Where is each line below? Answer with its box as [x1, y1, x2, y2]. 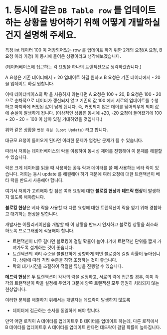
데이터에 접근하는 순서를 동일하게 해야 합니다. [12, 307, 101, 313]
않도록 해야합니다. [10, 194, 45, 200]
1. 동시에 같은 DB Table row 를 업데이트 [5, 4, 156, 16]
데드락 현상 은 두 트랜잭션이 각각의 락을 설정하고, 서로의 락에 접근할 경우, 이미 [5, 274, 154, 280]
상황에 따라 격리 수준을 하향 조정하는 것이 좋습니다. [19, 257, 118, 263]
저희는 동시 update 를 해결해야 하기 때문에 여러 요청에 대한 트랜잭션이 [19, 170, 155, 177]
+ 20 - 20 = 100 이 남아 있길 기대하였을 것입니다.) [5, 116, 103, 122]
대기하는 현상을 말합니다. [10, 210, 59, 217]
